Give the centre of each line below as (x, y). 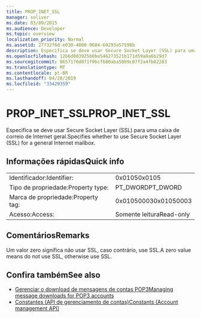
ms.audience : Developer (36, 28)
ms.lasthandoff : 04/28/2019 (41, 78)
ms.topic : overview (31, 34)
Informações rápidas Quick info (65, 162)
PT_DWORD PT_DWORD (149, 187)
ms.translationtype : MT (36, 67)
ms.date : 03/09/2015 (32, 23)
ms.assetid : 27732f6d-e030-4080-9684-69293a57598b (71, 45)
